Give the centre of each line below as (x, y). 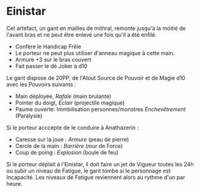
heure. (14, 183)
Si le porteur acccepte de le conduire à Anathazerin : (73, 127)
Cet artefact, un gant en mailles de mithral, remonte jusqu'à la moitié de (96, 28)
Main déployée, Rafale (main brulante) (63, 96)
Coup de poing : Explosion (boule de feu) (67, 152)
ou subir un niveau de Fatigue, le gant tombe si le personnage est (88, 171)
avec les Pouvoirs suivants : (41, 84)
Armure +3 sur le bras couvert (53, 59)
